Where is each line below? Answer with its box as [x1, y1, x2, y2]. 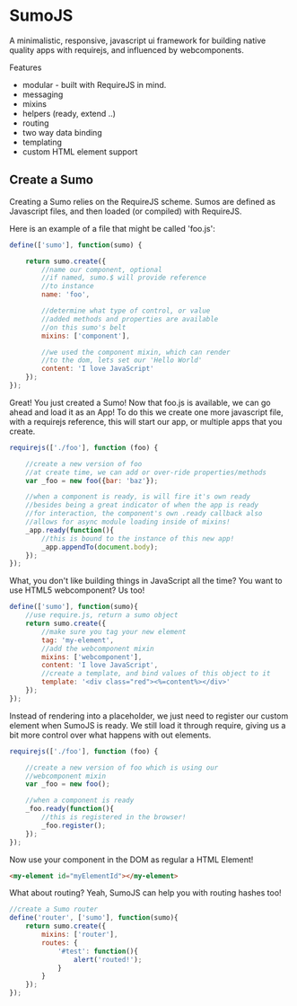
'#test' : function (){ [57, 947, 139, 956]
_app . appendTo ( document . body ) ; [41, 543, 159, 552]
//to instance [41, 282, 94, 291]
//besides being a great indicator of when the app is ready [25, 500, 258, 510]
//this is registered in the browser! [41, 813, 187, 822]
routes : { [41, 938, 78, 948]
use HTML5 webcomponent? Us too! [9, 585, 145, 596]
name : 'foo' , [41, 290, 91, 299]
